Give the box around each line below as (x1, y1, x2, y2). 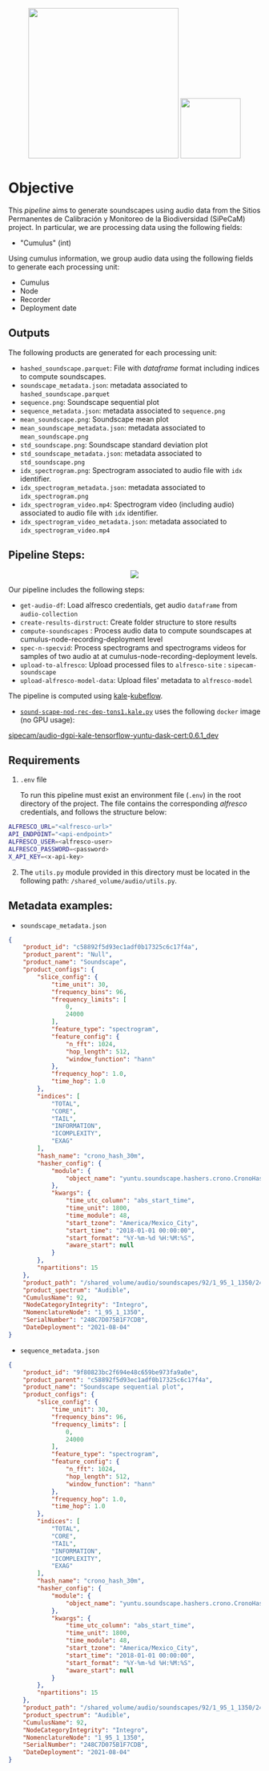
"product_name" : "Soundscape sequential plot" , (22, 1383, 184, 1391)
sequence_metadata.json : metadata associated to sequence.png (19, 406, 226, 415)
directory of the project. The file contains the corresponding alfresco (19, 799, 247, 809)
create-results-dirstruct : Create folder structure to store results (19, 617, 237, 627)
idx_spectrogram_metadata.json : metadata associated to (19, 482, 206, 492)
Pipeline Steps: (8, 548, 86, 562)
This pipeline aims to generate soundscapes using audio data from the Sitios (8, 205, 261, 215)
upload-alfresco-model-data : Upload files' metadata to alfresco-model (19, 675, 253, 685)
